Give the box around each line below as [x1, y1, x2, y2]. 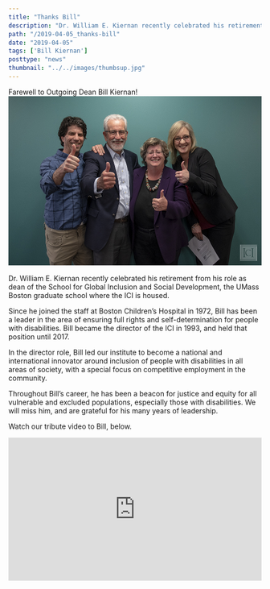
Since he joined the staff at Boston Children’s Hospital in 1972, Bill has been [8, 306, 258, 316]
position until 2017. [8, 331, 70, 342]
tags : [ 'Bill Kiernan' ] [8, 47, 88, 56]
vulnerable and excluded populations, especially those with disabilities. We [8, 397, 256, 407]
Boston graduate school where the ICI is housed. [8, 290, 170, 300]
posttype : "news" [8, 56, 67, 64]
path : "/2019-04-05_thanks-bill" [8, 30, 121, 38]
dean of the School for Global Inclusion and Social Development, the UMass [8, 282, 260, 292]
